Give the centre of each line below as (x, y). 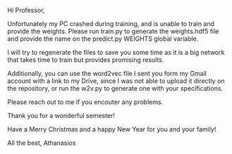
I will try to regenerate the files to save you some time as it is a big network (116, 52)
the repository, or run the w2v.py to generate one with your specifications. (115, 88)
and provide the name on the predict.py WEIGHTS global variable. (103, 39)
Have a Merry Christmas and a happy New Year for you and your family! (112, 129)
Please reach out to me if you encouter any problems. (85, 102)
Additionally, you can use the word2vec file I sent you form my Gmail (107, 73)
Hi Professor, (26, 10)
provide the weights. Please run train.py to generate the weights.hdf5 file (113, 31)
